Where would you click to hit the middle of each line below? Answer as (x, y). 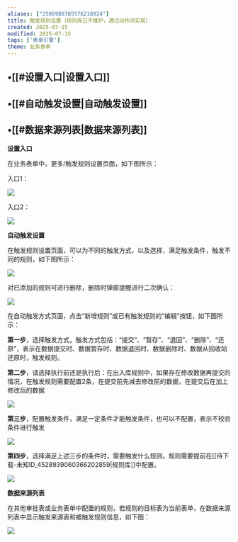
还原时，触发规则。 (35, 357)
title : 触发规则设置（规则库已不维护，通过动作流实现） (79, 21)
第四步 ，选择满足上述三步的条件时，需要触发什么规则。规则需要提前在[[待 (115, 456)
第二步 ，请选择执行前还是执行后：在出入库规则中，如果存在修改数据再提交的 (119, 372)
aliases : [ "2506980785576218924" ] (58, 14)
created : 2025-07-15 (38, 27)
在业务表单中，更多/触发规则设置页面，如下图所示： (83, 163)
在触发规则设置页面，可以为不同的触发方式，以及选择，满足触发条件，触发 (116, 250)
